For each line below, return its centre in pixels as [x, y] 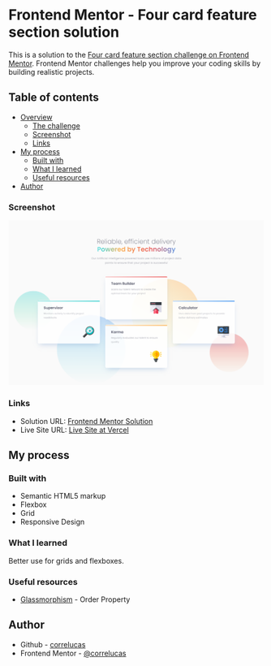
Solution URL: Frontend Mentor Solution [86, 421]
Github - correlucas [53, 644]
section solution [64, 32]
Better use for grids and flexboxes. [66, 560]
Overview [36, 117]
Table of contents [54, 98]
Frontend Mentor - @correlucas [73, 653]
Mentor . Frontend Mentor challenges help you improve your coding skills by [135, 63]
